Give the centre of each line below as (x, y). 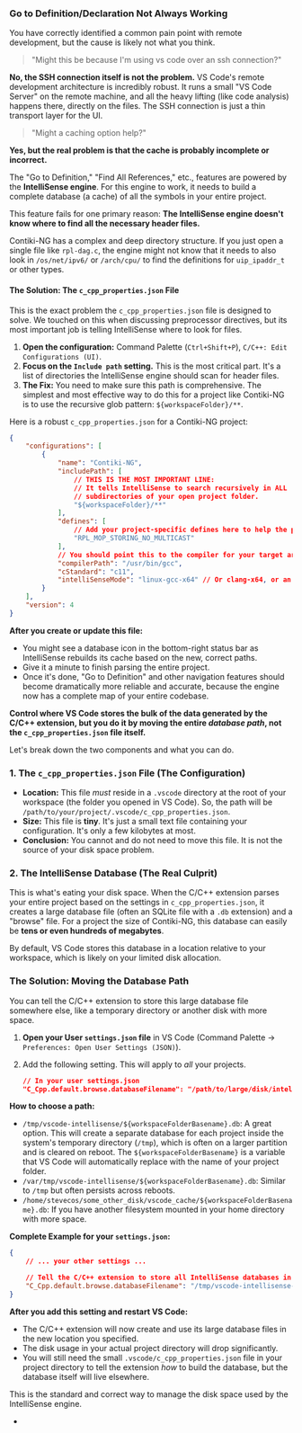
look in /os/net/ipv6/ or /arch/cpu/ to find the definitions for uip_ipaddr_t (147, 260)
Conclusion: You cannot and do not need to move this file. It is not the (152, 841)
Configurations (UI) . (62, 356)
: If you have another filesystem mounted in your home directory (165, 1210)
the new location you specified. (80, 1339)
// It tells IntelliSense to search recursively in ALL (180, 488)
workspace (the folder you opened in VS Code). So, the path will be (147, 802)
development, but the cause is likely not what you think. (112, 42)
